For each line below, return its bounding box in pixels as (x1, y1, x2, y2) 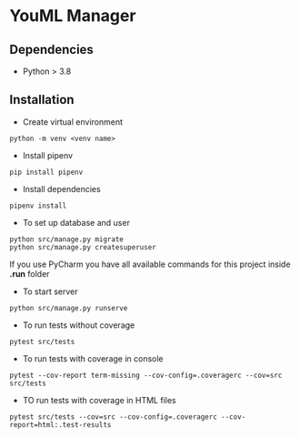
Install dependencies (22, 183, 102, 194)
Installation (9, 92, 75, 107)
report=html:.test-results (9, 420, 112, 429)
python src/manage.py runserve (9, 303, 128, 312)
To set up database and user (22, 217, 130, 228)
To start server (22, 286, 79, 297)
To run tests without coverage (22, 320, 135, 331)
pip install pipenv (9, 168, 84, 177)
